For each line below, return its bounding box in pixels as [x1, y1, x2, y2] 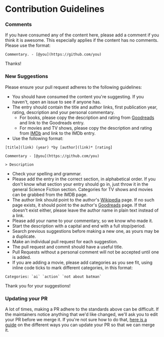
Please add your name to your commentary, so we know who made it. [12, 218, 153, 224]
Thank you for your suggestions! [5, 282, 71, 288]
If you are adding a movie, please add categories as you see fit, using [12, 259, 153, 265]
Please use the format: [5, 43, 51, 49]
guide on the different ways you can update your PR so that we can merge [5, 322, 155, 328]
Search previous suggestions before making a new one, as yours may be [12, 228, 160, 234]
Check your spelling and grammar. [12, 170, 82, 176]
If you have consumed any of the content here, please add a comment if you [5, 32, 159, 38]
